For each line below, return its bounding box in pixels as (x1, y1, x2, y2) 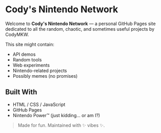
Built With (5, 88, 37, 97)
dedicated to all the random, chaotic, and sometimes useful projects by (5, 26, 154, 32)
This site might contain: (5, 41, 55, 47)
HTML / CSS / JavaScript (12, 101, 66, 107)
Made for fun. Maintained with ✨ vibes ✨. (17, 122, 105, 128)
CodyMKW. (5, 31, 29, 37)
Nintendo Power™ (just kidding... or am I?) (12, 112, 100, 118)
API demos (12, 51, 36, 57)
